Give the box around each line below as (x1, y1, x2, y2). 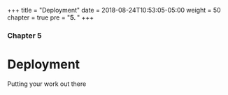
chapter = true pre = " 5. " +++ (7, 13, 94, 22)
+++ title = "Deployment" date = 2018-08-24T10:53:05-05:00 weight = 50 (7, 6, 222, 14)
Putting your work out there (7, 80, 87, 88)
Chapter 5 (7, 31, 42, 41)
